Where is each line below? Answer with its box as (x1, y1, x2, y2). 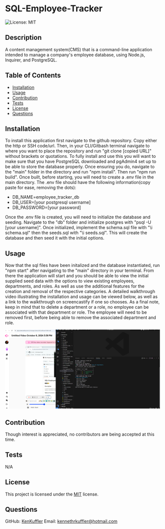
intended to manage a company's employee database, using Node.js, (5, 52, 145, 58)
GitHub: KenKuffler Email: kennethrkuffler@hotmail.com (5, 518, 118, 524)
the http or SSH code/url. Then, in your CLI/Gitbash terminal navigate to (5, 143, 150, 149)
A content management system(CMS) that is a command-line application (5, 46, 152, 52)
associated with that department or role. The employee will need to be (5, 309, 147, 315)
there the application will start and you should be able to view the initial (5, 273, 149, 279)
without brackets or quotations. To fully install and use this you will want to (5, 153, 156, 159)
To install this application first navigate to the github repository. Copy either (5, 138, 157, 144)
